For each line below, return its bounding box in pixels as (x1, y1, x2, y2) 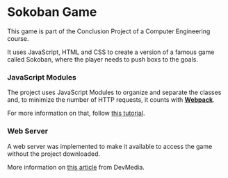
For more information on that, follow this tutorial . (7, 109, 145, 118)
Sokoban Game (7, 4, 97, 20)
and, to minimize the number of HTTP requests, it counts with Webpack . (7, 96, 215, 104)
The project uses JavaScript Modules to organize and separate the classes (7, 88, 222, 97)
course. (7, 34, 29, 42)
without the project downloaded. (7, 150, 101, 158)
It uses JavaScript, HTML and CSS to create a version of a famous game (7, 48, 215, 56)
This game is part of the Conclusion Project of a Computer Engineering (7, 27, 211, 35)
